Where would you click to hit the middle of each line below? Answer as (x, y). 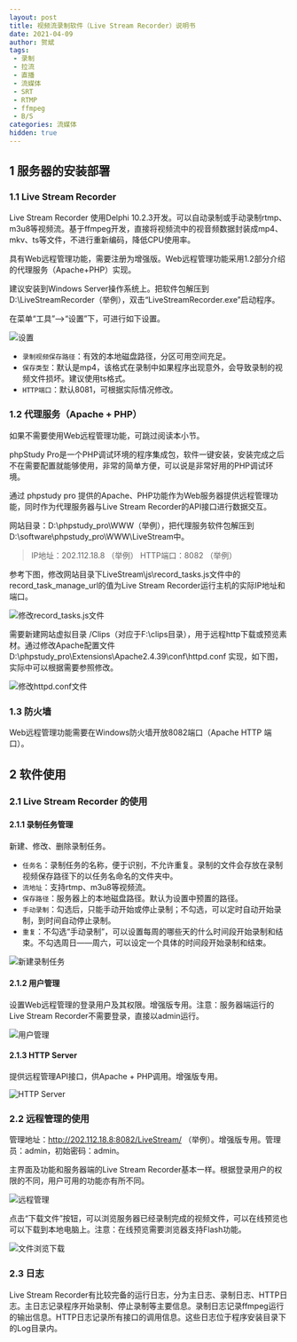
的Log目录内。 (35, 1328)
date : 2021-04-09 (41, 34)
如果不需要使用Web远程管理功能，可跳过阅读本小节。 (107, 435)
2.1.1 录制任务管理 (41, 825)
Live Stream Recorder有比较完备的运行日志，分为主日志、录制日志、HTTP (145, 1295)
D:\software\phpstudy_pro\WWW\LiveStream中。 (99, 536)
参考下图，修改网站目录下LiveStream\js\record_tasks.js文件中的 (125, 574)
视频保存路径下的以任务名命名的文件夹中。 (100, 876)
